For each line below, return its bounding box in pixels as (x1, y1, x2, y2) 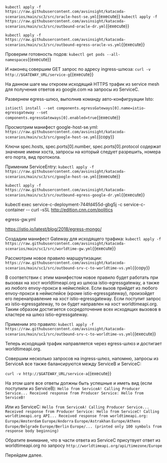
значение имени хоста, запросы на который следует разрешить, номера (5, 149, 161, 155)
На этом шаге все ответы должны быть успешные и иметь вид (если (5, 380, 153, 386)
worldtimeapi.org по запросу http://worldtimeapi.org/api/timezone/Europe (5, 443, 163, 449)
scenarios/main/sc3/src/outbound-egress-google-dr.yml (5, 193, 122, 198)
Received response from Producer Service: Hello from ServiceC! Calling (5, 409, 160, 414)
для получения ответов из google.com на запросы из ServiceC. (5, 86, 140, 92)
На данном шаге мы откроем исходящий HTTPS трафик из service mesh (5, 81, 160, 87)
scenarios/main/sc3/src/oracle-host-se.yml (5, 14, 97, 19)
